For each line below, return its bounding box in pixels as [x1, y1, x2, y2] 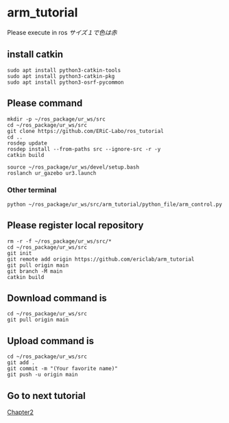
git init [7, 250, 32, 256]
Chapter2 [7, 408, 34, 416]
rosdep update [7, 139, 48, 147]
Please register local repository [7, 219, 144, 231]
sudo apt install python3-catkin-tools [7, 67, 121, 73]
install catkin [7, 49, 64, 60]
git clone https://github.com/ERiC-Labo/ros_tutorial [7, 128, 165, 134]
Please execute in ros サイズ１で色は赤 [7, 28, 118, 36]
